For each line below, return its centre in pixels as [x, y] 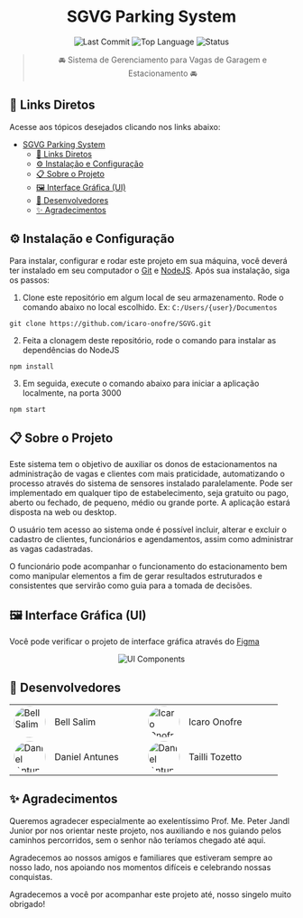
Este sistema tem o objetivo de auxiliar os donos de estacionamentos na [143, 464]
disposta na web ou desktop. [63, 512]
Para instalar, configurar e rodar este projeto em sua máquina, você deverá [148, 260]
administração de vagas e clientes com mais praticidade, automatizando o [147, 474]
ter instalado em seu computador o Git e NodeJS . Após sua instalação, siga [150, 270]
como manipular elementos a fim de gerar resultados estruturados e [136, 576]
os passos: [29, 280]
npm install [32, 366]
